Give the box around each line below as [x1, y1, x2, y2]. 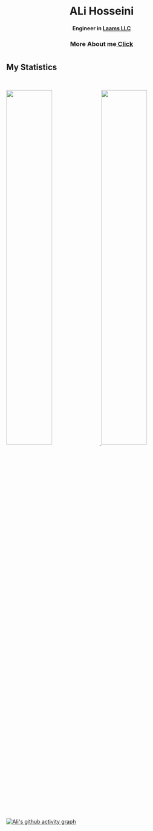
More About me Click [70, 39, 134, 48]
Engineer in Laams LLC [72, 24, 131, 31]
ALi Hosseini [69, 4, 134, 18]
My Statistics [6, 62, 57, 72]
